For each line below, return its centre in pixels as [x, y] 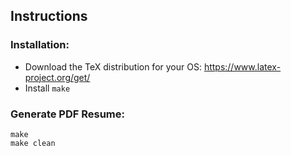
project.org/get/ [57, 77]
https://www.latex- [242, 66]
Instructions [49, 16]
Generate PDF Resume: [68, 114]
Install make [47, 88]
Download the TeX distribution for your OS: [113, 66]
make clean [33, 143]
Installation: [40, 45]
